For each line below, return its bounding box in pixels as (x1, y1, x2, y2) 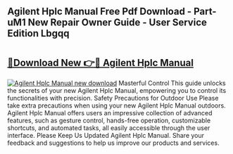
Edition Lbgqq (7, 27, 70, 39)
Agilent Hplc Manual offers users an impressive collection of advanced (7, 109, 213, 117)
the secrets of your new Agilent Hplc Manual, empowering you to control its (7, 86, 227, 94)
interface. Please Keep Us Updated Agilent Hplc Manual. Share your (7, 131, 205, 139)
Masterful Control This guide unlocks (118, 79, 227, 87)
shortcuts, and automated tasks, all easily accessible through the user (7, 124, 210, 132)
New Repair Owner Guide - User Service (27, 17, 208, 29)
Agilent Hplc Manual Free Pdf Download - (7, 6, 192, 18)
